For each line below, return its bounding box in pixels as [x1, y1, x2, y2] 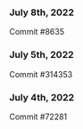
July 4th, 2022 [9, 91, 75, 103]
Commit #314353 [9, 69, 73, 79]
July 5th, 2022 [9, 49, 74, 61]
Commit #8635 [9, 27, 65, 37]
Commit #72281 [9, 111, 68, 122]
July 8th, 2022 [9, 6, 74, 19]
